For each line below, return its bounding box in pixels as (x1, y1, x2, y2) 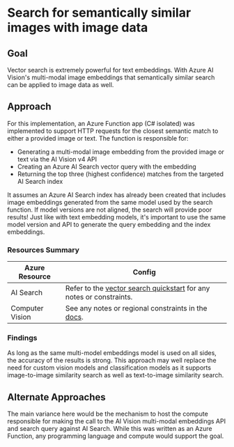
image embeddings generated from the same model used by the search (7, 198, 213, 206)
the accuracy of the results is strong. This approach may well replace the (7, 356, 217, 365)
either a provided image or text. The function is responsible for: (7, 134, 189, 142)
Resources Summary (7, 245, 80, 255)
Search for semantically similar (7, 5, 192, 21)
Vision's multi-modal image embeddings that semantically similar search (7, 73, 215, 81)
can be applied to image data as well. (7, 81, 114, 88)
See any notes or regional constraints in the (65, 304, 208, 313)
